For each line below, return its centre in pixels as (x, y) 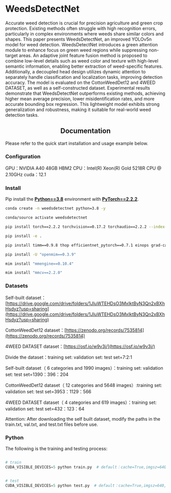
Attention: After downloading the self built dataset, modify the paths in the (83, 419)
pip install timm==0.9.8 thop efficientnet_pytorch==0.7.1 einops (77, 245)
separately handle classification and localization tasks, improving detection (84, 77)
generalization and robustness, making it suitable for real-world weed (78, 109)
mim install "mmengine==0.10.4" (39, 264)
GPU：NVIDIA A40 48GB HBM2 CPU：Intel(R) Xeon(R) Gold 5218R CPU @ (83, 168)
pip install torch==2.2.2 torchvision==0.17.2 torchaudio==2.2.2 (76, 227)
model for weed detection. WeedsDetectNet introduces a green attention (82, 44)
